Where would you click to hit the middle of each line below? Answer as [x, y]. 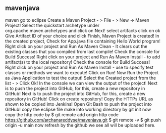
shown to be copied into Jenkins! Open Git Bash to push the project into [79, 104]
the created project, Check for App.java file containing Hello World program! [83, 41]
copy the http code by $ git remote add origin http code [62, 114]
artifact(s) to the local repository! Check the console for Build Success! [78, 62]
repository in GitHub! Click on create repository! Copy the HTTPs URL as [79, 99]
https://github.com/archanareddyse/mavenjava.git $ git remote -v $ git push [83, 120]
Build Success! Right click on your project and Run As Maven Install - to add [83, 57]
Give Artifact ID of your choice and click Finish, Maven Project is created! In [82, 36]
